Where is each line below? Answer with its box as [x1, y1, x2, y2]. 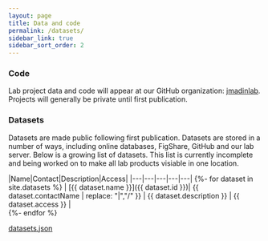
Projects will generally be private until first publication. [8, 94, 188, 104]
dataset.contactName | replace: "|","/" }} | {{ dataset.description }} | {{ [8, 191, 240, 200]
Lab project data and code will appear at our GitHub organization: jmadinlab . [8, 86, 261, 96]
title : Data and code [8, 19, 81, 27]
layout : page [8, 11, 52, 20]
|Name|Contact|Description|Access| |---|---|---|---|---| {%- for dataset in [8, 174, 254, 183]
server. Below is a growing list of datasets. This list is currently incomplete [8, 150, 254, 159]
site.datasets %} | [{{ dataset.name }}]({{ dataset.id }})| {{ [8, 182, 199, 192]
